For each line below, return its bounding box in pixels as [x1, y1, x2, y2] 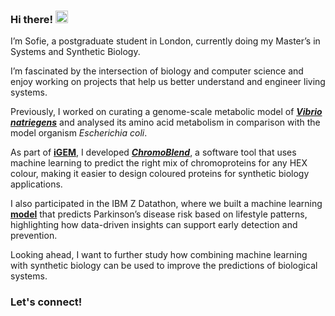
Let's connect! [10, 295, 83, 309]
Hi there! [10, 12, 54, 26]
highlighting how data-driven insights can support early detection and [10, 219, 298, 231]
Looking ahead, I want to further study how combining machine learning [10, 249, 308, 261]
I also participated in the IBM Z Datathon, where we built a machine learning [10, 198, 323, 210]
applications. [10, 178, 63, 190]
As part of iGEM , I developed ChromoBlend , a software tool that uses [10, 146, 297, 159]
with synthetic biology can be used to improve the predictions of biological [10, 260, 318, 272]
